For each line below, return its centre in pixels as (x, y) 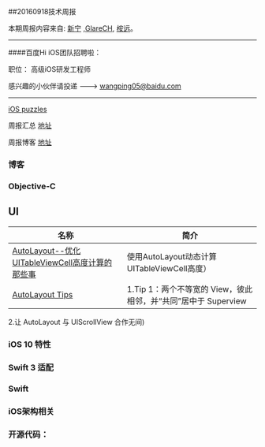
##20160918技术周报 (42, 11)
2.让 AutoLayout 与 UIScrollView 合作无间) (77, 322)
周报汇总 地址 (30, 125)
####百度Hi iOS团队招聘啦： (55, 52)
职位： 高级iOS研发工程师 (50, 69)
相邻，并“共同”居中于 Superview (187, 300)
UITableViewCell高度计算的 (62, 263)
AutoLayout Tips (43, 294)
